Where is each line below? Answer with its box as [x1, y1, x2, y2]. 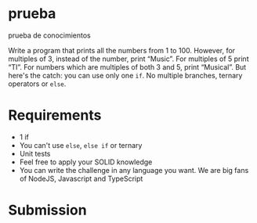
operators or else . [8, 79, 67, 88]
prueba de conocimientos [8, 31, 92, 40]
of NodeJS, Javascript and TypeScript [19, 174, 143, 183]
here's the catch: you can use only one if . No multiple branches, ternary [8, 70, 243, 80]
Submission [8, 201, 88, 219]
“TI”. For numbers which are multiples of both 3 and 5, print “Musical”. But [8, 62, 247, 71]
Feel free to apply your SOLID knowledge [19, 157, 153, 167]
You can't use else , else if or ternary [19, 140, 143, 149]
